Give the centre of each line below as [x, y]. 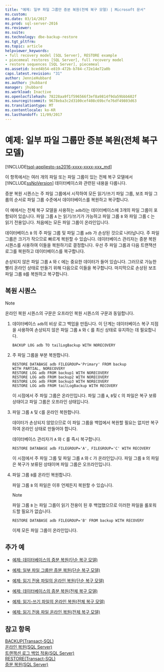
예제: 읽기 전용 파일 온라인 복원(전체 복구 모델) [56, 612]
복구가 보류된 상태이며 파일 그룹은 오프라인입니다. [64, 464]
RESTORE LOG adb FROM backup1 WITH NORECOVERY [60, 373]
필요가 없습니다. [36, 511]
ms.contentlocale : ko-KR [30, 110]
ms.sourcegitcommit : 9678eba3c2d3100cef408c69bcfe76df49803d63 [71, 101]
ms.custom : [16, 14]
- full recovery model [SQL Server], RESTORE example [61, 55]
